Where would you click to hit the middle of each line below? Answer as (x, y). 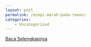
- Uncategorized (32, 24)
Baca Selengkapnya (26, 39)
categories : (18, 19)
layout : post (19, 10)
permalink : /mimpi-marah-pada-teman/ (46, 15)
